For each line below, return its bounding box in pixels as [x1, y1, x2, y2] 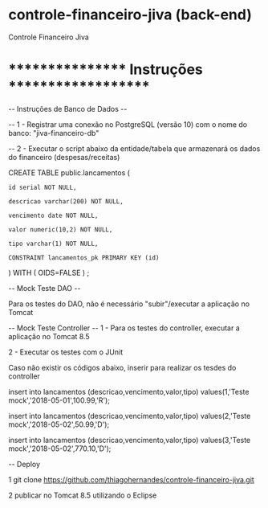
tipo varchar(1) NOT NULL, [8, 240, 99, 248]
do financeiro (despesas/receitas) [8, 152, 120, 162]
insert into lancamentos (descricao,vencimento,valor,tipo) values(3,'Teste [8, 435, 251, 444]
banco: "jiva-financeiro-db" [8, 128, 99, 137]
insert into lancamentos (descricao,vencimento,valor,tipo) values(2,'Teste [8, 411, 251, 420]
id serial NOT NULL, [8, 183, 78, 191]
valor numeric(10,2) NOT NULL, [8, 225, 113, 234]
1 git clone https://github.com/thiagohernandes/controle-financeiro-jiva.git [8, 474, 254, 484]
